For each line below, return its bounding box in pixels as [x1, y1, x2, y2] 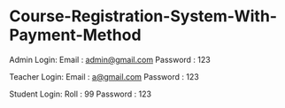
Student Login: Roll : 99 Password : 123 [9, 89, 152, 99]
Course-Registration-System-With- [9, 6, 277, 27]
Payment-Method [9, 25, 142, 45]
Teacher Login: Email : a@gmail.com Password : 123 [9, 71, 199, 81]
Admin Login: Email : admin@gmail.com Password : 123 [9, 54, 211, 65]
